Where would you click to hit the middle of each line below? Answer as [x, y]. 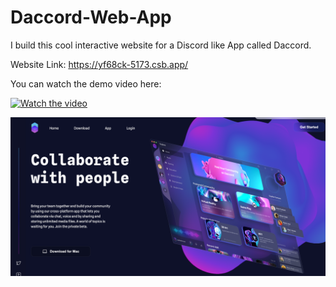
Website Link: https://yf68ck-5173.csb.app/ [99, 64]
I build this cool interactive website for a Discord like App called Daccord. [161, 45]
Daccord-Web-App [91, 17]
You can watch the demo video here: [86, 83]
